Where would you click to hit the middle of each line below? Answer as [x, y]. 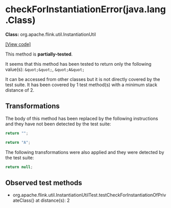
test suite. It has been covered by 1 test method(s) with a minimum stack [81, 85]
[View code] [18, 44]
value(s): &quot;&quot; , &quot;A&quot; [45, 69]
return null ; [19, 167]
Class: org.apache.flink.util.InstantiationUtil [51, 34]
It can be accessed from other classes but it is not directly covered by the [83, 79]
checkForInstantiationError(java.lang [86, 9]
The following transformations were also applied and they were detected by [85, 152]
